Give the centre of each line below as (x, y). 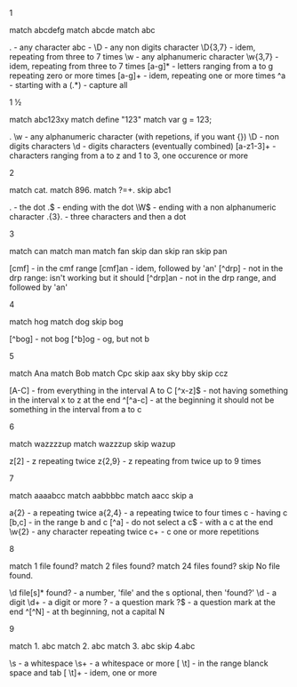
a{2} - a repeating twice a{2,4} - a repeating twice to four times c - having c (148, 513)
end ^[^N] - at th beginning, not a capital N (87, 611)
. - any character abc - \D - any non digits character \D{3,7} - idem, (132, 47)
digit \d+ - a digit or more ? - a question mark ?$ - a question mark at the (142, 602)
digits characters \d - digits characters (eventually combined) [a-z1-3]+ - (143, 146)
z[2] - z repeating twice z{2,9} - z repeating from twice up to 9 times (135, 461)
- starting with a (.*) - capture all (68, 85)
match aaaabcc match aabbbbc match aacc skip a (101, 495)
